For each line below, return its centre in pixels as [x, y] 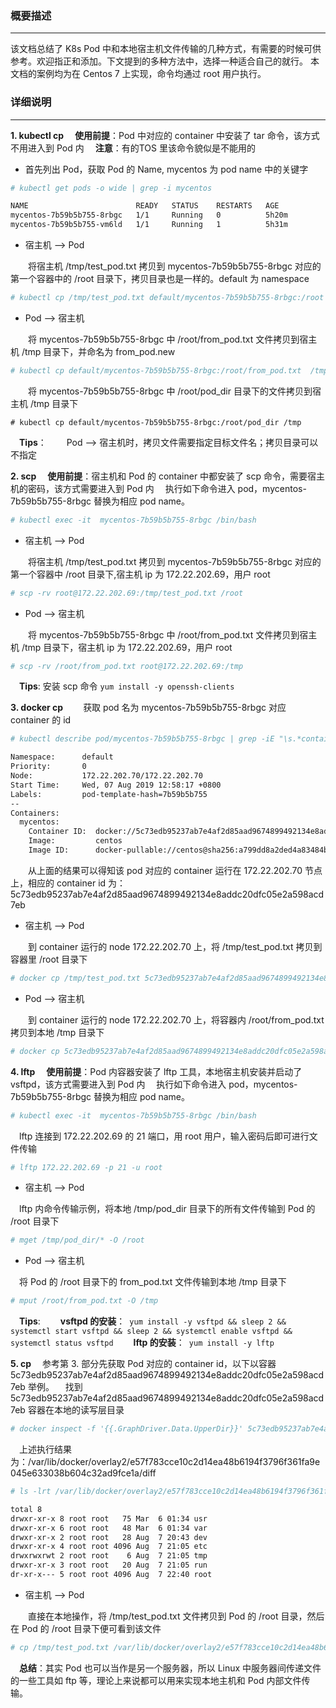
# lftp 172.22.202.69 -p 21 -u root [86, 1167]
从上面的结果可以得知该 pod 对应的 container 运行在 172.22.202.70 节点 [175, 870]
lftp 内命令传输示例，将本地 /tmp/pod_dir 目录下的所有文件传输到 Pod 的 [167, 1209]
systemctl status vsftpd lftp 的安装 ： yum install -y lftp [142, 1343]
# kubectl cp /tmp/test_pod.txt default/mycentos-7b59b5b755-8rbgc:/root [167, 298]
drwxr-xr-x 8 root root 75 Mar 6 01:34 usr [109, 1518]
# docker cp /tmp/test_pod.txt [75, 978]
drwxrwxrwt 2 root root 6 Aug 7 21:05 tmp [109, 1556]
